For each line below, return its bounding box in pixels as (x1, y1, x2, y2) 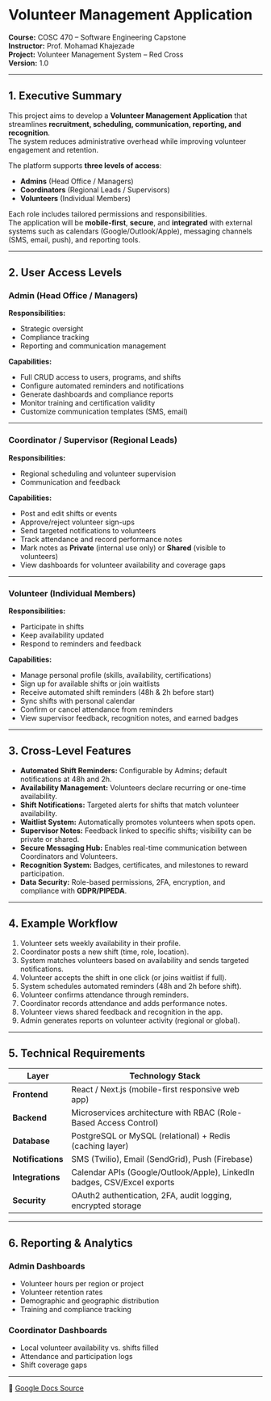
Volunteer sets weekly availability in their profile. (19, 938, 181, 948)
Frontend (12, 1089, 48, 1100)
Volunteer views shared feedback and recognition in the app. (19, 1007, 223, 1016)
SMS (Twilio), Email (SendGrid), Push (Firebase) (71, 1154, 253, 1165)
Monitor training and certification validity (19, 398, 156, 408)
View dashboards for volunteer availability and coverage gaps (19, 560, 226, 570)
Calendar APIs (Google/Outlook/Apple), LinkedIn (71, 1167, 256, 1178)
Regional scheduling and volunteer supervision (19, 469, 176, 478)
